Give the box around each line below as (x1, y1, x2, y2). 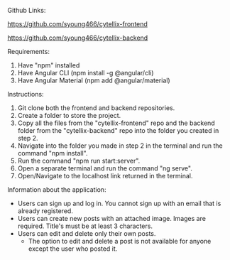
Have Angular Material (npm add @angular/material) (17, 76, 170, 85)
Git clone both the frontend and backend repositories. (17, 104, 175, 112)
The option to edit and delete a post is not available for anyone (28, 237, 212, 245)
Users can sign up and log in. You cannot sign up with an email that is (17, 199, 221, 207)
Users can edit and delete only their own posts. (17, 229, 156, 237)
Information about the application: (7, 185, 106, 194)
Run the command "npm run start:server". (17, 156, 141, 165)
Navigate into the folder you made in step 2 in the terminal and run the (17, 141, 223, 150)
